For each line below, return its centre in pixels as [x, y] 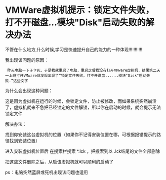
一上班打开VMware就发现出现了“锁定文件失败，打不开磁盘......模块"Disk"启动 [76, 75]
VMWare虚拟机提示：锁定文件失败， [80, 10]
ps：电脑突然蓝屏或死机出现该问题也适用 [46, 172]
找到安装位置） [24, 140]
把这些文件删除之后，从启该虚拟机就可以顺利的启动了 [59, 162]
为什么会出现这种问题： [29, 90]
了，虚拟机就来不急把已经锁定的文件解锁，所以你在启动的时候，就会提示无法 [83, 107]
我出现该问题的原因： [27, 60]
